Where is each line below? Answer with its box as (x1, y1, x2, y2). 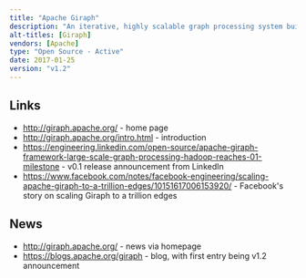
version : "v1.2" (9, 65, 71, 74)
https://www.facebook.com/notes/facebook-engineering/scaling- (22, 170, 270, 181)
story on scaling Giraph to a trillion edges (22, 190, 178, 201)
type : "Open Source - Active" (9, 47, 125, 57)
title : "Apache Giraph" (9, 13, 100, 23)
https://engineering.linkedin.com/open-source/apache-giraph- (22, 141, 259, 152)
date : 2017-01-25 (9, 56, 76, 65)
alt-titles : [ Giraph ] (9, 30, 92, 39)
